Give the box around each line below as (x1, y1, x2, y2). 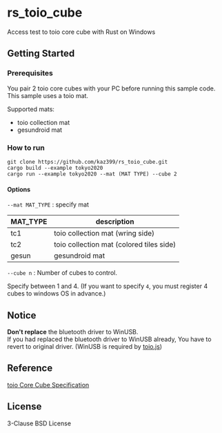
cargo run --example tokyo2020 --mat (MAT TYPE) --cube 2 (7, 171, 177, 177)
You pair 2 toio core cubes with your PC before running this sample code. (7, 84, 216, 93)
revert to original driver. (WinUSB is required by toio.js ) (7, 342, 163, 350)
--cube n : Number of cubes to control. (7, 269, 117, 277)
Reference (7, 363, 53, 374)
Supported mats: (7, 105, 55, 113)
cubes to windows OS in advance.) (7, 289, 106, 298)
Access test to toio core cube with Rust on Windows (7, 28, 156, 36)
